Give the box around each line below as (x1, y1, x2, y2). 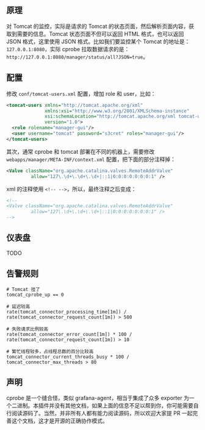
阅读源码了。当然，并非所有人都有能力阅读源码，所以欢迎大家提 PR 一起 (11, 410, 193, 417)
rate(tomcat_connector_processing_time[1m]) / (6, 309, 127, 315)
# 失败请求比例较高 (6, 326, 49, 332)
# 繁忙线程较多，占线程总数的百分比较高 (6, 348, 94, 354)
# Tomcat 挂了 (6, 286, 41, 292)
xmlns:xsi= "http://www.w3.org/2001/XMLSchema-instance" (45, 108, 190, 114)
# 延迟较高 (6, 303, 31, 309)
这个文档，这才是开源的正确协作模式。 (11, 417, 108, 425)
